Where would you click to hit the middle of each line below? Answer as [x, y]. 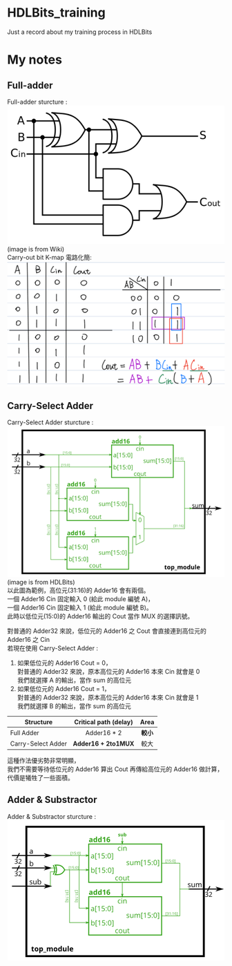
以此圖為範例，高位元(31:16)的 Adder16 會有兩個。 [78, 590]
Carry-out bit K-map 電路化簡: [49, 257]
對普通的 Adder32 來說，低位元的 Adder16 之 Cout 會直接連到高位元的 [107, 631]
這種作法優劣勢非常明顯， [43, 760]
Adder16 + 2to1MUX [104, 744]
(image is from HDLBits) [41, 583]
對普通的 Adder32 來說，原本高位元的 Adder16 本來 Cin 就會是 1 [108, 698]
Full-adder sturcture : [37, 102]
